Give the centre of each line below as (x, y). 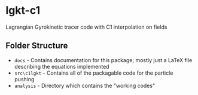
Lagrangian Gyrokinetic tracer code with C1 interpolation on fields (86, 27)
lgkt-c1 (23, 10)
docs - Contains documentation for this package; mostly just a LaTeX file (103, 60)
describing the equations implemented (62, 66)
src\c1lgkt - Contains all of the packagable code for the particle (94, 73)
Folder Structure (37, 46)
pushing (24, 79)
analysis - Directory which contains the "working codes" (85, 85)
